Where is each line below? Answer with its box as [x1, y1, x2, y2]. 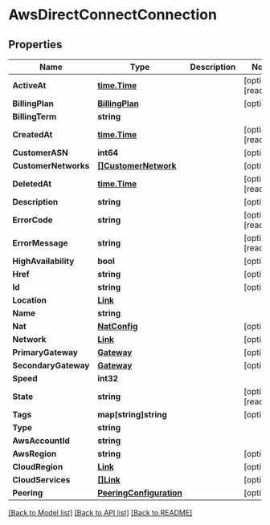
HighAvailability [12, 255, 75, 267]
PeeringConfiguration [97, 487, 182, 499]
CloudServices [12, 474, 71, 485]
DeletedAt [12, 178, 52, 189]
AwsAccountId [12, 435, 71, 446]
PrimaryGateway [12, 347, 79, 358]
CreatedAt [12, 129, 53, 140]
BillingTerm [12, 111, 57, 122]
